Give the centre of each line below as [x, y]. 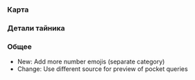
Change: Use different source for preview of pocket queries [103, 69]
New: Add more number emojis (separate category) [91, 62]
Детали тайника [36, 28]
